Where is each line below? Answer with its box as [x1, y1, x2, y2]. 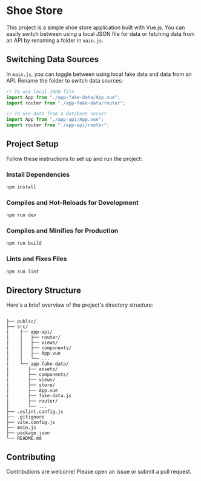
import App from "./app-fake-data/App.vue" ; [6, 94, 120, 100]
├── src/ [6, 324, 28, 330]
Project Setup [6, 139, 59, 149]
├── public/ [6, 318, 36, 325]
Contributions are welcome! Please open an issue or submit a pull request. [6, 468, 192, 476]
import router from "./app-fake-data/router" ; [6, 100, 126, 106]
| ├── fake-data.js [6, 393, 71, 399]
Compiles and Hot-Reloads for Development [6, 198, 139, 206]
